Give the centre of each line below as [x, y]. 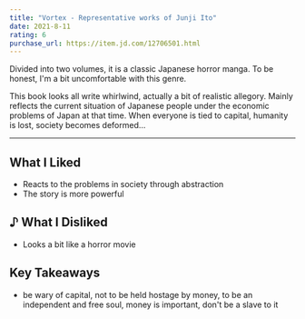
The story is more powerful [73, 194]
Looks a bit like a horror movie [79, 244]
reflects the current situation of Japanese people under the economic [139, 106]
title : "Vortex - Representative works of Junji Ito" [113, 18]
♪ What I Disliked [59, 222]
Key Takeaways [55, 273]
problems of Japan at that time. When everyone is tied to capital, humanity [149, 115]
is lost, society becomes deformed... [78, 125]
